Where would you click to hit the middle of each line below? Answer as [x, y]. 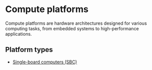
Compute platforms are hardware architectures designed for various [76, 23]
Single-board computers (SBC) [45, 62]
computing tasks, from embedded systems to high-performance [72, 28]
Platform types [29, 50]
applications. [18, 34]
